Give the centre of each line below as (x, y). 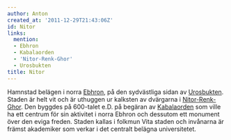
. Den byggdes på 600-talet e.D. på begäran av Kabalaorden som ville (121, 107)
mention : (26, 40)
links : (17, 33)
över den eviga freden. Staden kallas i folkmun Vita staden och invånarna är (116, 121)
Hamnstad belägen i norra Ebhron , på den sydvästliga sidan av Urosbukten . (115, 92)
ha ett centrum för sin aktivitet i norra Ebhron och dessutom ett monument (114, 114)
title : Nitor (26, 72)
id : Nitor (22, 26)
